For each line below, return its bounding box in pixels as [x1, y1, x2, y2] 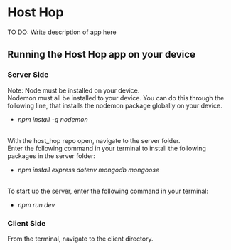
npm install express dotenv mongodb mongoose [17, 165, 160, 174]
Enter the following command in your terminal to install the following [7, 144, 206, 152]
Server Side [7, 70, 49, 80]
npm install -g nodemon [17, 115, 88, 123]
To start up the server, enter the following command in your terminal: [7, 187, 208, 195]
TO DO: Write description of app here [7, 28, 117, 36]
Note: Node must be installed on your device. [7, 86, 140, 95]
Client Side [7, 218, 46, 228]
